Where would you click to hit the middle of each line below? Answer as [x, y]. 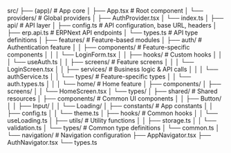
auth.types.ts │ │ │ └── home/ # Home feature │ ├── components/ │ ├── [114, 84]
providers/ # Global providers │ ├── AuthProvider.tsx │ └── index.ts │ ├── [115, 18]
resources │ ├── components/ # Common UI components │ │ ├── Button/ [114, 99]
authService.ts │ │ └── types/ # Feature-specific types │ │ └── [99, 76]
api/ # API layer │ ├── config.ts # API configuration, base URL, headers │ [112, 25]
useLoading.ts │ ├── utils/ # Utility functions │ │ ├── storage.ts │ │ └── [112, 120]
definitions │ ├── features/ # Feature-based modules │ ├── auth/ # [105, 40]
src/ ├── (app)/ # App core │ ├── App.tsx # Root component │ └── [105, 11]
